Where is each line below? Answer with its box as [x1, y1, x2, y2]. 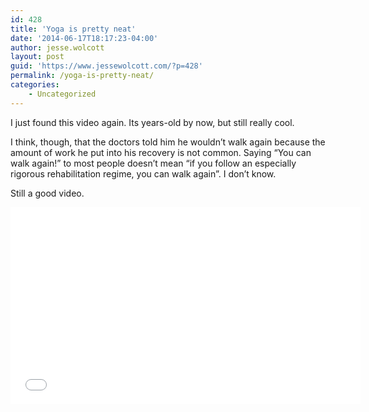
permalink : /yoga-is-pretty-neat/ [10, 71, 155, 81]
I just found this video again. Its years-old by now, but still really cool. [10, 116, 295, 128]
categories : [10, 80, 60, 90]
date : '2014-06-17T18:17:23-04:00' [10, 33, 159, 43]
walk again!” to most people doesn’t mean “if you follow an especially [10, 157, 297, 169]
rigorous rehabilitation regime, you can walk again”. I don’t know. [10, 167, 277, 180]
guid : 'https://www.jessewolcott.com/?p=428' [10, 61, 203, 71]
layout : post [10, 52, 65, 62]
